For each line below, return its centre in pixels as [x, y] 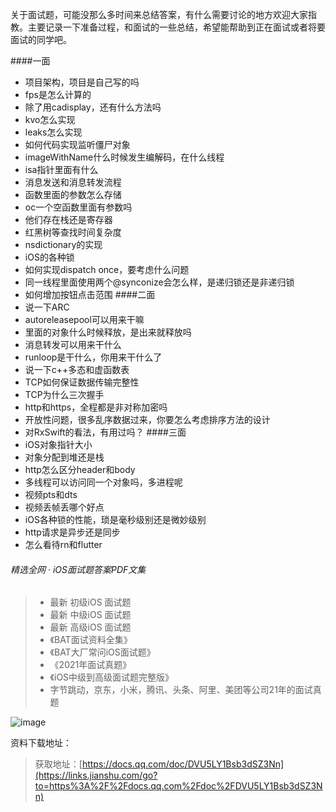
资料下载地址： [41, 743]
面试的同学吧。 [41, 39]
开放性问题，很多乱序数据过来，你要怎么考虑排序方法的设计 [147, 419]
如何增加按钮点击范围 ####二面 [90, 294]
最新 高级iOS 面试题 [90, 627]
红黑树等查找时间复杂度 [73, 232]
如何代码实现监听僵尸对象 [77, 144]
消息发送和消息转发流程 [73, 182]
